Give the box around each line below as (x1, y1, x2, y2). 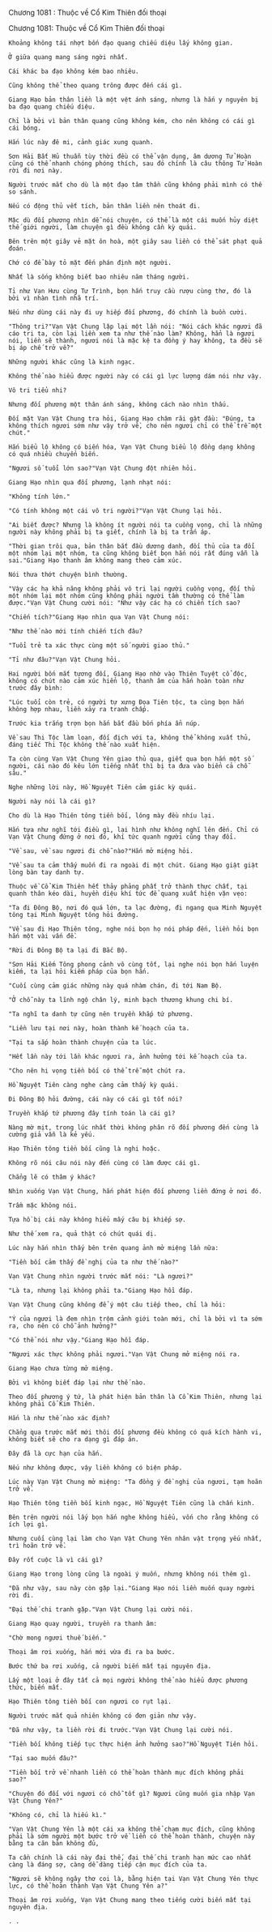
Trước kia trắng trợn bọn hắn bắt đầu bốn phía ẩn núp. (8, 719, 201, 727)
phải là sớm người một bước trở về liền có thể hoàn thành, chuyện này (8, 1832, 255, 1840)
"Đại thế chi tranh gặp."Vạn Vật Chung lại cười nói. (8, 1606, 194, 1614)
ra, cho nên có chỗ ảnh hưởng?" (8, 1322, 117, 1330)
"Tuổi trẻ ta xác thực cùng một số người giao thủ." (8, 642, 190, 650)
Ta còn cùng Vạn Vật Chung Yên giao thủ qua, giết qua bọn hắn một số (8, 755, 252, 763)
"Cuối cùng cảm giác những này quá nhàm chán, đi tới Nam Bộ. (8, 982, 223, 990)
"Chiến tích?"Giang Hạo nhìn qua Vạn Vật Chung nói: (8, 613, 190, 621)
